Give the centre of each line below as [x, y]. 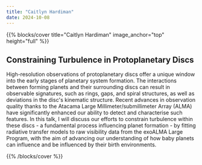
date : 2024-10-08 [28, 17]
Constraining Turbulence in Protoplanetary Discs [100, 60]
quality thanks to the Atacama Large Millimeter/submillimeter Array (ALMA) [99, 107]
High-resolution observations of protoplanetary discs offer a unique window [101, 74]
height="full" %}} [28, 41]
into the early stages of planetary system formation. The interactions [91, 81]
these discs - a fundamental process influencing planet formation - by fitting [101, 126]
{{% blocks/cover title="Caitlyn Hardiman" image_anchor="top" [85, 34]
